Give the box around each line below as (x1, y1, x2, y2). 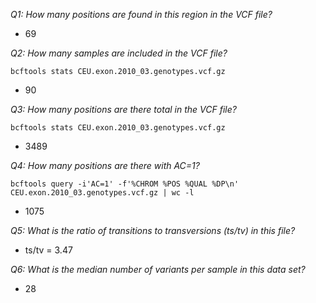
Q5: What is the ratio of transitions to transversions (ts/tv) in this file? (10, 225, 296, 236)
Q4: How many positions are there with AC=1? (10, 160, 200, 171)
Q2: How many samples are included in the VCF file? (10, 47, 228, 59)
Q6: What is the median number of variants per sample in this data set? (10, 264, 306, 275)
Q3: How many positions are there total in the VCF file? (10, 104, 237, 115)
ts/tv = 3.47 (24, 244, 73, 256)
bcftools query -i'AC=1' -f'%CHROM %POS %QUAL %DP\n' (10, 179, 240, 189)
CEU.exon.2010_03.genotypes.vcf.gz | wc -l (10, 188, 195, 198)
